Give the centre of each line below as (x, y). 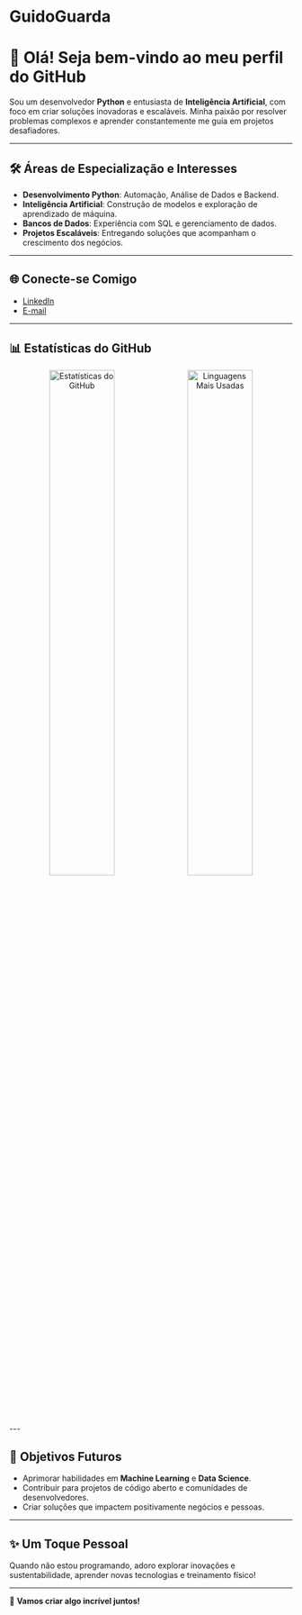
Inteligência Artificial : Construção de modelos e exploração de (140, 204)
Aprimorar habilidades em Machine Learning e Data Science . (137, 1478)
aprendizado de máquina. (70, 213)
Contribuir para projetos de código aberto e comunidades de (135, 1488)
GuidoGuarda (60, 17)
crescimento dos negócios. (73, 242)
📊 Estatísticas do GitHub (80, 349)
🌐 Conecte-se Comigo (73, 280)
